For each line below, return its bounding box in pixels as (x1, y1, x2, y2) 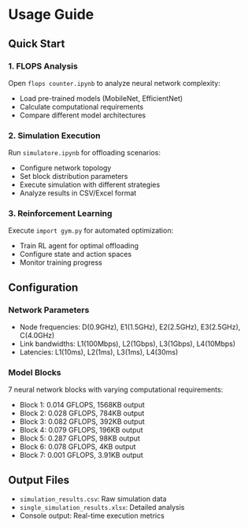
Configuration (8, 281, 79, 294)
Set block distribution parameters (19, 172, 128, 181)
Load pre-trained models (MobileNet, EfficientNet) (19, 93, 183, 103)
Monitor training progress (19, 258, 102, 267)
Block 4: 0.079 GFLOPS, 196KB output (19, 426, 143, 435)
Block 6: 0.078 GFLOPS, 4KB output (19, 442, 136, 452)
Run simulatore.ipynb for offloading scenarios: (8, 148, 161, 158)
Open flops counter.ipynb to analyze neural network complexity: (8, 78, 220, 87)
